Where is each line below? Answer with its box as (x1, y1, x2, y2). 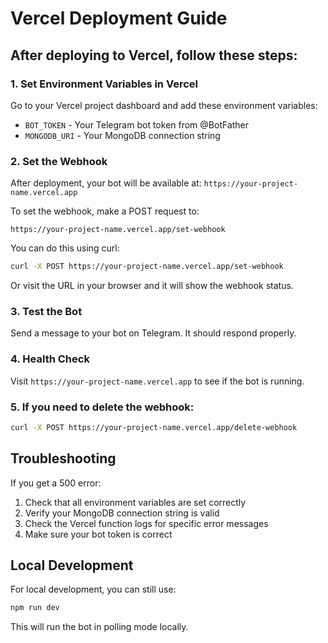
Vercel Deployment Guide (10, 7, 228, 30)
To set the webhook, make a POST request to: (10, 205, 200, 217)
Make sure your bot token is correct (24, 528, 173, 540)
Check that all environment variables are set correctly (24, 496, 247, 508)
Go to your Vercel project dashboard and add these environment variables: (10, 99, 318, 111)
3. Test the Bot (10, 304, 83, 318)
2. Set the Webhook (10, 154, 108, 168)
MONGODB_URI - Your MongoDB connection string (24, 129, 221, 141)
